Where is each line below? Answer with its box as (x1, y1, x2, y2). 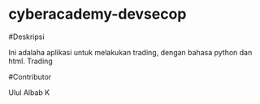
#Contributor (8, 71, 52, 81)
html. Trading (8, 56, 53, 66)
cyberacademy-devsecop (8, 5, 187, 24)
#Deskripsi (8, 32, 45, 41)
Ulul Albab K (8, 87, 50, 97)
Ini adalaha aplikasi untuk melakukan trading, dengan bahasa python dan (8, 47, 253, 57)
